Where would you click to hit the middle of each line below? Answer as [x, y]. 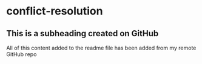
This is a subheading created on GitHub [82, 34]
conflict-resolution [55, 11]
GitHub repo [22, 54]
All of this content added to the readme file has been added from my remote [101, 48]
